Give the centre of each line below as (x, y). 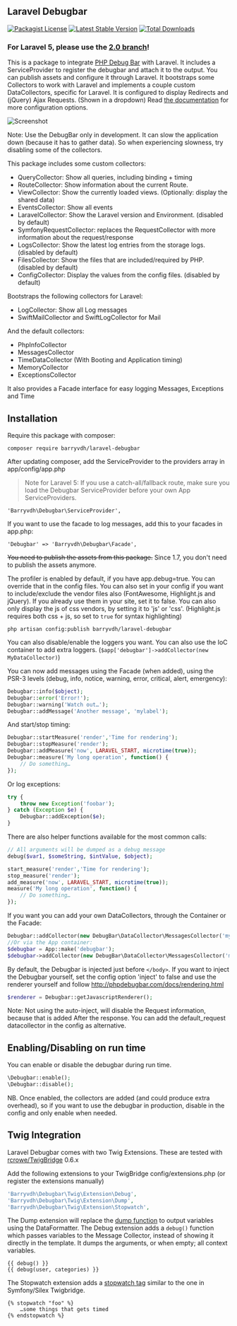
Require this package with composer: (61, 435)
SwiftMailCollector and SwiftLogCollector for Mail (89, 318)
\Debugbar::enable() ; (39, 1078)
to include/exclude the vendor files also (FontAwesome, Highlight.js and (111, 593)
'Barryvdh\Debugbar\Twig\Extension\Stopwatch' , (79, 1207)
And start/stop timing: (39, 725)
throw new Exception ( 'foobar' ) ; (67, 803)
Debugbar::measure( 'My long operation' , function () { (88, 757)
